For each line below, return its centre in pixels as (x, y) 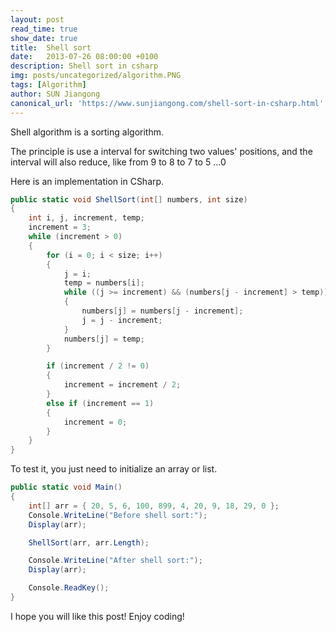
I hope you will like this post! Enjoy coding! (97, 616)
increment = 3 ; (60, 227)
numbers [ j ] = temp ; (104, 339)
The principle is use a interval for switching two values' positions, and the (161, 151)
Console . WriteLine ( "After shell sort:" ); (115, 561)
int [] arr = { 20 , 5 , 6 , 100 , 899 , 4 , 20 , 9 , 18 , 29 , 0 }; (154, 506)
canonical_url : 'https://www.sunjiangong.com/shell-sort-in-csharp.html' (167, 103)
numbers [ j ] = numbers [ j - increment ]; (162, 311)
